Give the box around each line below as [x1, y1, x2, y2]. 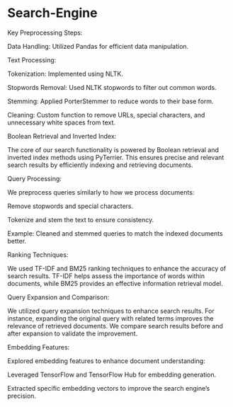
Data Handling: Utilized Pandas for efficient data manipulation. [7, 42, 189, 50]
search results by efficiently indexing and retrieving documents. [7, 161, 193, 169]
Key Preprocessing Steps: [7, 28, 83, 37]
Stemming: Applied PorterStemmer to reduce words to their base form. [7, 97, 214, 105]
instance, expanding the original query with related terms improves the [7, 314, 214, 323]
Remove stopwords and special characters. [7, 202, 134, 210]
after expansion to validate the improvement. [7, 329, 138, 338]
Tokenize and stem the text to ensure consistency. [7, 215, 154, 224]
